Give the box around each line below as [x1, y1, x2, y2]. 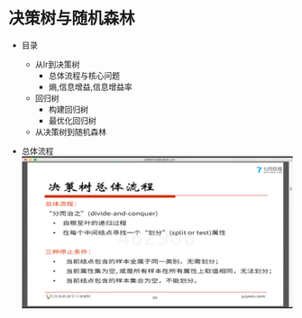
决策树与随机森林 [8, 8, 136, 29]
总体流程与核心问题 [48, 69, 121, 81]
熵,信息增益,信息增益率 [48, 81, 133, 92]
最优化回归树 [48, 114, 96, 126]
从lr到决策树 [34, 59, 80, 69]
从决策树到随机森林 [34, 126, 107, 137]
